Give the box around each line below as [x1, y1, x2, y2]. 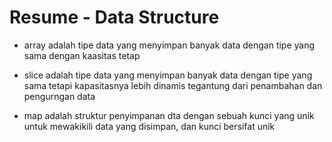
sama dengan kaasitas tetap [23, 49, 141, 61]
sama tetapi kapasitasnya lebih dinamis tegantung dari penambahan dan [23, 79, 323, 91]
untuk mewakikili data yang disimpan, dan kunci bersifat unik [23, 120, 276, 132]
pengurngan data [23, 90, 96, 102]
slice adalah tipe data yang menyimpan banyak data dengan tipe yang [23, 69, 313, 81]
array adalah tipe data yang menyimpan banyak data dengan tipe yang [23, 39, 316, 51]
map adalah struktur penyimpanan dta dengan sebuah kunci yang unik [23, 109, 315, 121]
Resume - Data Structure [9, 6, 220, 29]
